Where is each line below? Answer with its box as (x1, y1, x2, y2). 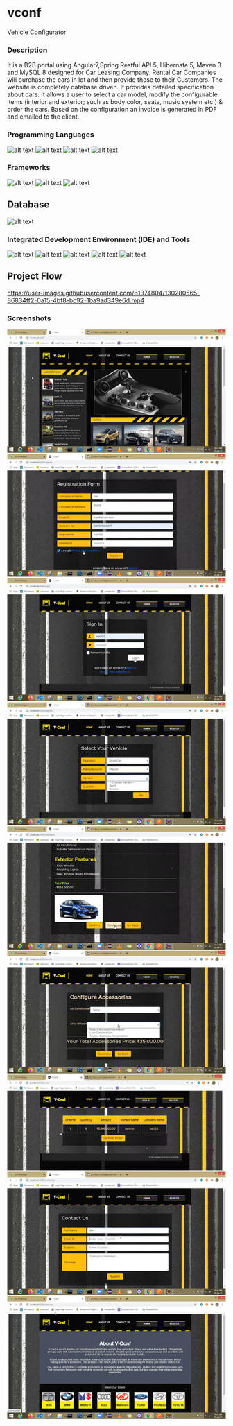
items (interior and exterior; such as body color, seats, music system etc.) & (7, 98, 223, 106)
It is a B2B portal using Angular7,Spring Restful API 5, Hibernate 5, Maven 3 (7, 61, 222, 69)
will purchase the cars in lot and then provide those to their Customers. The (7, 76, 223, 84)
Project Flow (7, 270, 62, 282)
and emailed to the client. (7, 112, 80, 121)
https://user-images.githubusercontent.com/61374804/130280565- (7, 289, 200, 297)
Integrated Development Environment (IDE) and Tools (7, 234, 191, 244)
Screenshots (7, 313, 51, 323)
